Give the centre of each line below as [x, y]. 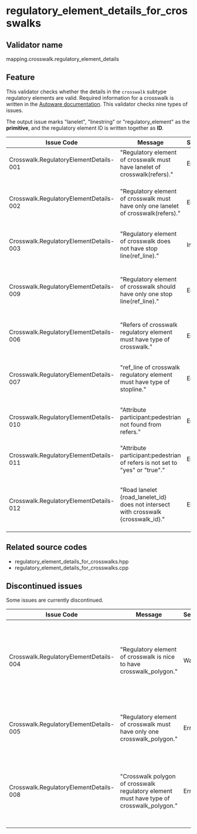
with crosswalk [141, 512]
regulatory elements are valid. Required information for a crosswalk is [90, 97]
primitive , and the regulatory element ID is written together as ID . [85, 128]
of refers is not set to [149, 462]
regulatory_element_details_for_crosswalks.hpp [72, 561]
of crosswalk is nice [147, 657]
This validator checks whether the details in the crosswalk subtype [86, 92]
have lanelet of [140, 167]
